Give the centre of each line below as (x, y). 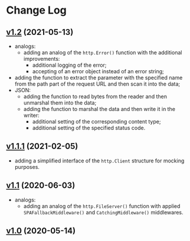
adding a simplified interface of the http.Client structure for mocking (99, 161)
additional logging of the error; (69, 65)
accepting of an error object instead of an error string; (98, 71)
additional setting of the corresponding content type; (96, 121)
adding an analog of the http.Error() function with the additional (103, 53)
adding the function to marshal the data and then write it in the (99, 109)
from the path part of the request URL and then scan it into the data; (97, 84)
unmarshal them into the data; (60, 103)
